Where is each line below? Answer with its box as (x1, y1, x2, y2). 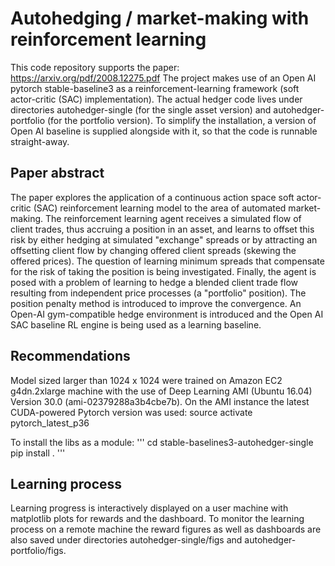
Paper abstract (10, 165, 105, 182)
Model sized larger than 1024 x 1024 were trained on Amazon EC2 (10, 374, 283, 386)
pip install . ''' (10, 447, 66, 459)
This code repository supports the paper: (10, 61, 180, 73)
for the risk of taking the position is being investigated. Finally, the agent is (10, 265, 317, 277)
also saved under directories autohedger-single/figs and (10, 534, 243, 546)
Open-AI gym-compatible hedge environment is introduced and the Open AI (10, 308, 324, 320)
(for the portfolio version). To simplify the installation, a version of (46, 114, 317, 126)
